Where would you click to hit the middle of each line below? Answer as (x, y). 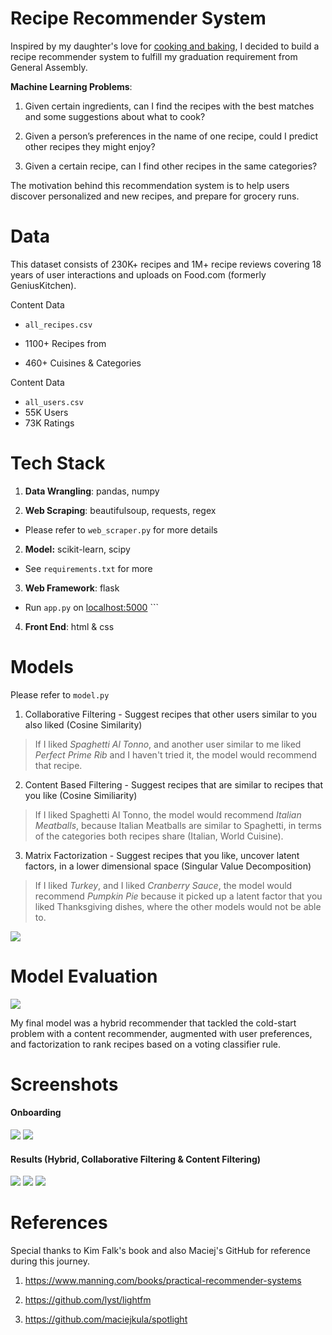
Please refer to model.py (60, 694)
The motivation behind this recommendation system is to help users (150, 185)
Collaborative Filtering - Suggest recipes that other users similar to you (171, 714)
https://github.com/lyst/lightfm (88, 1300)
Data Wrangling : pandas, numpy (92, 491)
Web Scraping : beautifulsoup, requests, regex (120, 510)
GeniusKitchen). (43, 285)
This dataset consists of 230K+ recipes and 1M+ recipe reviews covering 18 (166, 264)
